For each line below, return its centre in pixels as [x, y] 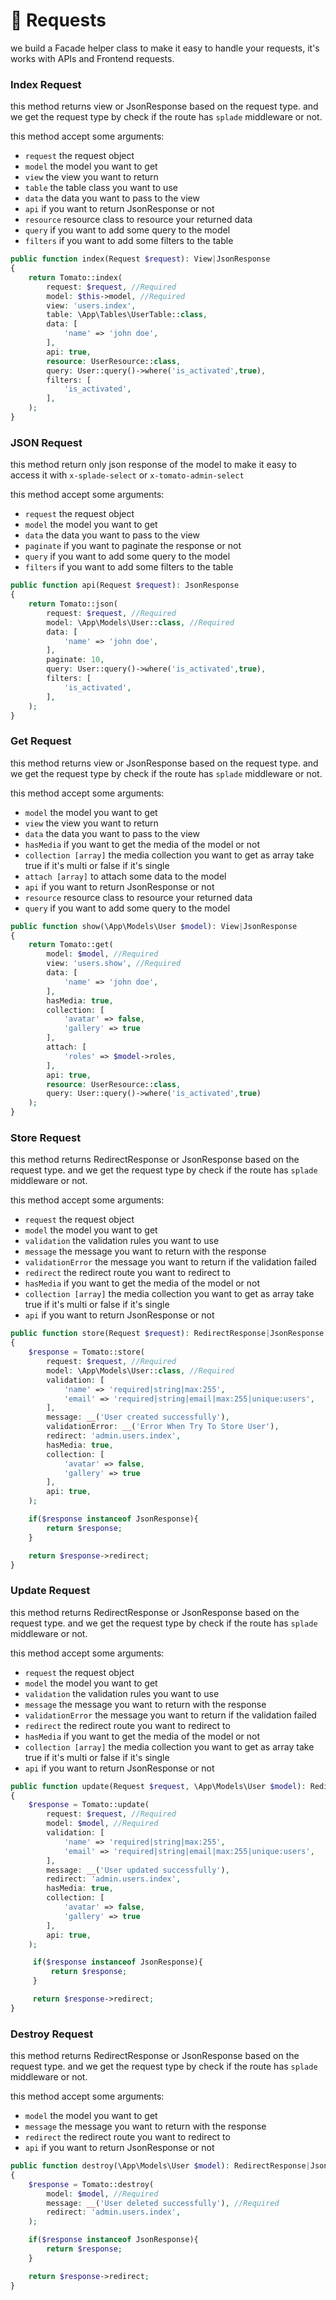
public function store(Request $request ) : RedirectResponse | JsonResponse [167, 1334]
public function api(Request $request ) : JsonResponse [125, 585]
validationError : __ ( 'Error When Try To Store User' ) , [163, 1427]
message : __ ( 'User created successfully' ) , [138, 1417]
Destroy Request [52, 2034]
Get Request [41, 741]
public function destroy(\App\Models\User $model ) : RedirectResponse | [160, 2166]
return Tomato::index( [75, 277]
